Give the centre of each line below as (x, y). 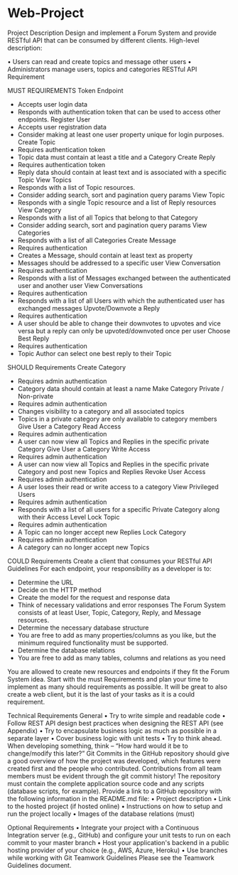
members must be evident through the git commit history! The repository (114, 775)
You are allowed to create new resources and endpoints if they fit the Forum (118, 671)
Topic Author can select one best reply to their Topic (94, 353)
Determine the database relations (66, 650)
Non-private (36, 396)
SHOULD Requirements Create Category (67, 367)
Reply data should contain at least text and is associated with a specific (122, 172)
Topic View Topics (45, 180)
